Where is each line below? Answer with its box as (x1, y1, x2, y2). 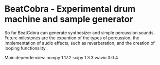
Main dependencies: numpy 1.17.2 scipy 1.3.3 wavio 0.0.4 (4, 54, 118, 60)
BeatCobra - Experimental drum (4, 3, 136, 15)
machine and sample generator (4, 14, 133, 25)
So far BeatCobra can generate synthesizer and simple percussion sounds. (4, 30, 155, 35)
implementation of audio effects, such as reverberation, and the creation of (4, 40, 155, 46)
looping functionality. (4, 45, 47, 51)
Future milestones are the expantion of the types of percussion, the (4, 35, 140, 41)
